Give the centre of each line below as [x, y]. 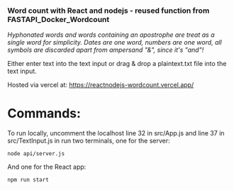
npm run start [28, 180]
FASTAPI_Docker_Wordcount [58, 19]
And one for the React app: [47, 167]
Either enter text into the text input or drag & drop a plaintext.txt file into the [117, 64]
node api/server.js [36, 154]
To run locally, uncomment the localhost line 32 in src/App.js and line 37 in [116, 133]
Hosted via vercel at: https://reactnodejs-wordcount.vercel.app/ [101, 85]
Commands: [44, 114]
